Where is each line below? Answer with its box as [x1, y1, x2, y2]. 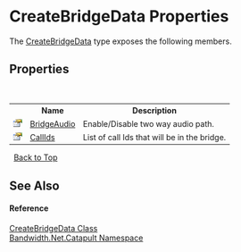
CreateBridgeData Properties [9, 6, 229, 27]
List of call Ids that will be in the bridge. [83, 131, 227, 142]
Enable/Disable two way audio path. [83, 118, 214, 129]
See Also [9, 178, 60, 193]
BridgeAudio [29, 118, 76, 129]
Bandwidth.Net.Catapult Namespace [9, 232, 144, 243]
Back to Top [12, 152, 58, 163]
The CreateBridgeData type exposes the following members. [9, 36, 232, 46]
